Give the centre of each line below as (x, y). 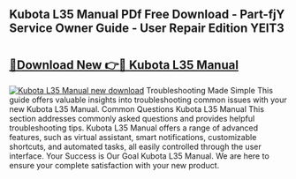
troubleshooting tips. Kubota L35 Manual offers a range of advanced (134, 128)
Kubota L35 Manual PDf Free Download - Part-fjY (147, 15)
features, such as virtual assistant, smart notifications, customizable (133, 137)
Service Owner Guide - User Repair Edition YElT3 (147, 29)
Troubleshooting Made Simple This (210, 90)
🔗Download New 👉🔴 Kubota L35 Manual (124, 65)
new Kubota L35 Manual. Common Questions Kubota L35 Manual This (137, 109)
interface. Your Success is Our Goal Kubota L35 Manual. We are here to (139, 156)
